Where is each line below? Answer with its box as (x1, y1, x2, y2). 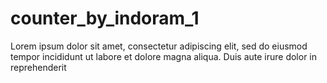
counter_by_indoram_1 (10, 7, 200, 30)
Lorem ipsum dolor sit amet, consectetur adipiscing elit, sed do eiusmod (10, 40, 308, 52)
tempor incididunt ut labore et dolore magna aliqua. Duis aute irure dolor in (10, 50, 318, 62)
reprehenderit (10, 61, 67, 73)
